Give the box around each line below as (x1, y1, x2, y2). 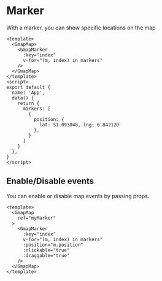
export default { (6, 84, 51, 90)
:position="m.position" (22, 242, 84, 248)
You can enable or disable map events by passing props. (6, 192, 150, 199)
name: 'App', (12, 90, 45, 96)
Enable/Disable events (6, 176, 94, 187)
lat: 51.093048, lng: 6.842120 (39, 121, 120, 128)
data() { (12, 94, 34, 101)
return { (17, 100, 40, 106)
